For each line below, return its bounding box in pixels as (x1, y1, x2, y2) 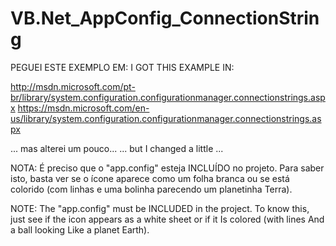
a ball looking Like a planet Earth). (10, 223, 150, 236)
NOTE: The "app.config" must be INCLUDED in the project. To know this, (10, 202, 310, 214)
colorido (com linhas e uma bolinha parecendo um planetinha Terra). (10, 183, 293, 195)
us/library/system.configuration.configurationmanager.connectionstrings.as (10, 112, 322, 124)
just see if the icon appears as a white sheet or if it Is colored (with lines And (10, 213, 325, 225)
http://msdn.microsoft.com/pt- (10, 80, 136, 92)
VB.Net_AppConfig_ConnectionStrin (10, 7, 320, 30)
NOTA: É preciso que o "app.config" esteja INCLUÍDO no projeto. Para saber (10, 162, 325, 174)
